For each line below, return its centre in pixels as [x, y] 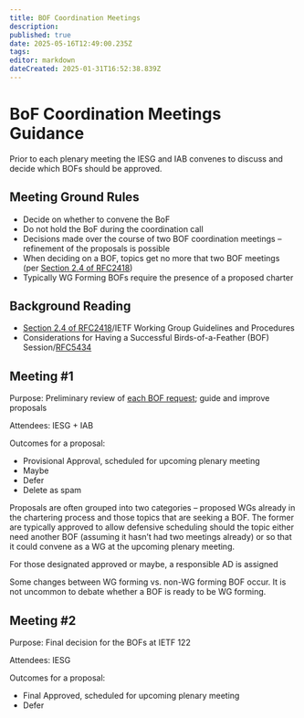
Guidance [47, 134]
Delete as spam [52, 491]
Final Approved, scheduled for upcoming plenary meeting [131, 696]
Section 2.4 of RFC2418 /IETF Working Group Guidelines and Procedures [158, 328]
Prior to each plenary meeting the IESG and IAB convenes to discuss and [146, 158]
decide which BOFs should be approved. [86, 168]
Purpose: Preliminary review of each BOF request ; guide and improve [140, 398]
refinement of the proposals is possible [96, 248]
